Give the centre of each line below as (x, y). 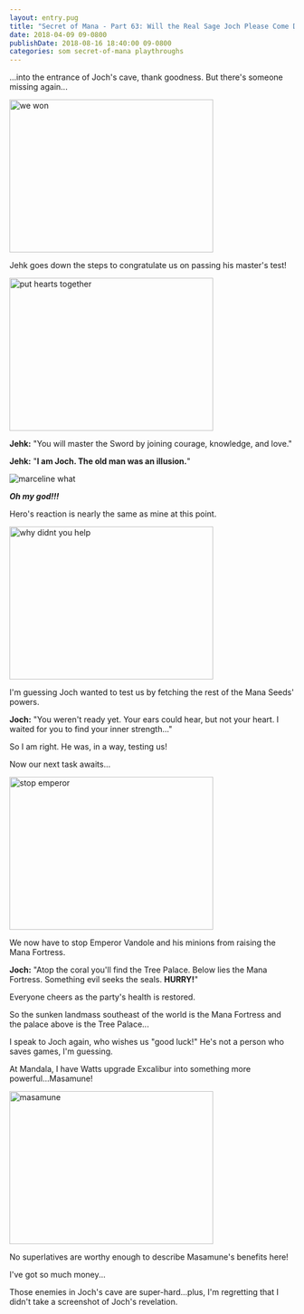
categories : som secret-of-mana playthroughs (96, 52)
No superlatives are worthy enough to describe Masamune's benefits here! (149, 1257)
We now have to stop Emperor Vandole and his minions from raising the (142, 942)
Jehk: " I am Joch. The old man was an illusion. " (100, 461)
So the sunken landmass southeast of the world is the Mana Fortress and (146, 1015)
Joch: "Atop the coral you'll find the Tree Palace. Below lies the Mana (138, 970)
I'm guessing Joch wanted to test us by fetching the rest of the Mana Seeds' (152, 692)
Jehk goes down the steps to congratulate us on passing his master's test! (148, 266)
